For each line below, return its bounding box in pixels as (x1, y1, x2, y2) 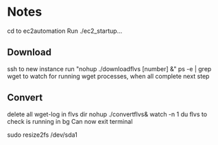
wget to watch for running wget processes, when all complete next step (7, 72, 210, 80)
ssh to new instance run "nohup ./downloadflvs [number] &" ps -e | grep (7, 64, 212, 72)
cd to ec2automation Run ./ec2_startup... (7, 27, 123, 35)
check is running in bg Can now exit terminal (7, 117, 133, 125)
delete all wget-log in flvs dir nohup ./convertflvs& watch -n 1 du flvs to (7, 110, 208, 118)
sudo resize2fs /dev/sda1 (7, 131, 77, 139)
